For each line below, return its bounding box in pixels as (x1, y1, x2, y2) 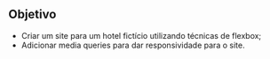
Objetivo (8, 7, 57, 22)
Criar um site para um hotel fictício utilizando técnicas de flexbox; (20, 30, 262, 41)
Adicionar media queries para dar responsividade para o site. (20, 40, 245, 50)
